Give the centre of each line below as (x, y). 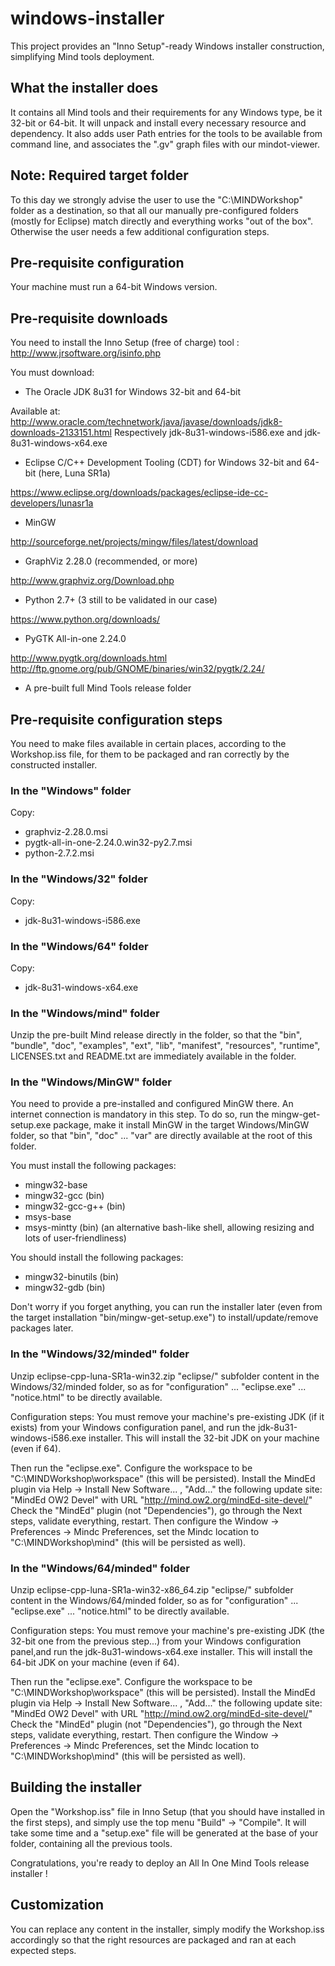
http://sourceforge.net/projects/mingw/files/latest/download (134, 542)
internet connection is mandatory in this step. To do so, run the (140, 1114)
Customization (57, 1905)
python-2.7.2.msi (59, 853)
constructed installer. (54, 765)
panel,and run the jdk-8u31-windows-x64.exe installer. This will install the (161, 1652)
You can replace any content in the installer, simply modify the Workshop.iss (167, 1929)
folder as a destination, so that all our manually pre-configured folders (154, 210)
